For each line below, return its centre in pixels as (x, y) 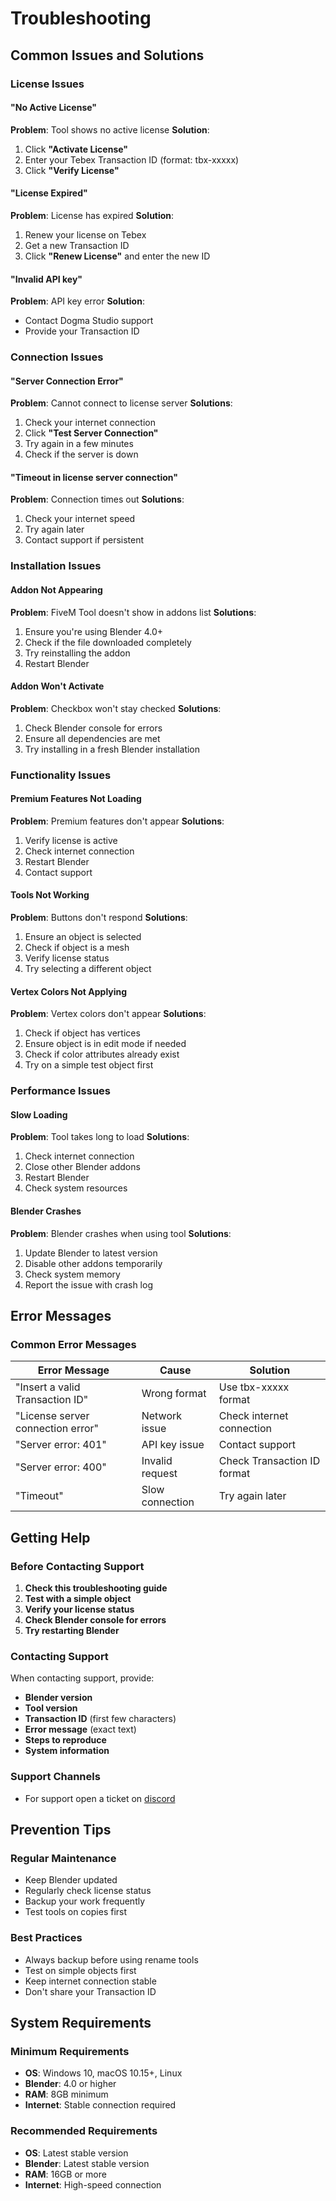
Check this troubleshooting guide (96, 1588)
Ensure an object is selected (83, 937)
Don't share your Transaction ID (90, 1991)
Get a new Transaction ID (77, 245)
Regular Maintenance (63, 1858)
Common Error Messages (73, 1344)
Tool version (51, 1708)
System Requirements (81, 2022)
